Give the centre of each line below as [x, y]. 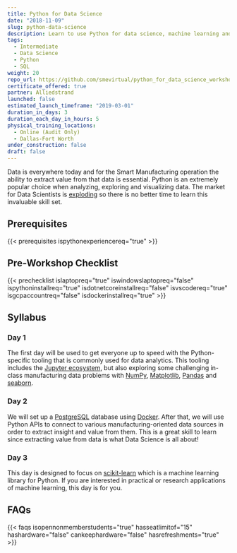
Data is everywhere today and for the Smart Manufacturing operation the [113, 172]
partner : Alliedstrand [41, 93]
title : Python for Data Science [55, 14]
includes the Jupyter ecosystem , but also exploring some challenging [108, 368]
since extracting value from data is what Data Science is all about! [103, 439]
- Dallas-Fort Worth [44, 138]
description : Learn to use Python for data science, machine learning [113, 34]
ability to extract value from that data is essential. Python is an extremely [113, 179]
